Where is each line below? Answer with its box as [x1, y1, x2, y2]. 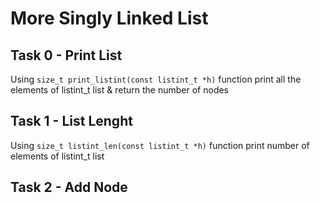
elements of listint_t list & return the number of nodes [10, 84, 230, 96]
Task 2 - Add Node [10, 179, 128, 196]
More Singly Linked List [10, 7, 209, 30]
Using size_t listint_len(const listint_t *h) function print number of [10, 139, 310, 151]
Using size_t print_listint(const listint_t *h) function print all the [10, 73, 302, 85]
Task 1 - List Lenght [10, 113, 133, 130]
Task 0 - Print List [10, 47, 123, 64]
